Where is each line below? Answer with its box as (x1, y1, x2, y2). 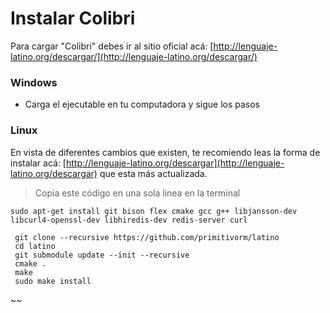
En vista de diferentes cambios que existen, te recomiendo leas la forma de (10, 146, 321, 158)
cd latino (14, 241, 56, 251)
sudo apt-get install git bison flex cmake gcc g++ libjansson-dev (10, 206, 298, 216)
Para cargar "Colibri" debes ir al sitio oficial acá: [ (10, 40, 214, 52)
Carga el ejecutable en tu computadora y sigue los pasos (24, 98, 260, 111)
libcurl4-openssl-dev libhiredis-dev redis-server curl (10, 215, 248, 225)
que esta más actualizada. (99, 167, 208, 179)
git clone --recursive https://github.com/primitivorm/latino (14, 232, 280, 242)
